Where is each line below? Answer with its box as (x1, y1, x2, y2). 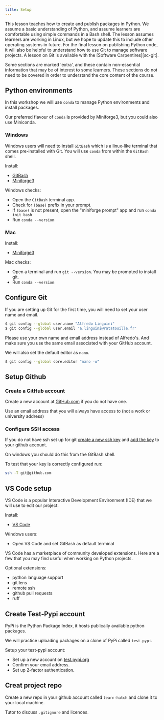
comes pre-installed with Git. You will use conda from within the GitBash (5, 148, 149, 154)
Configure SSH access (5, 426, 60, 433)
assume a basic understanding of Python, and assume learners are (5, 26, 141, 32)
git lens (12, 580, 27, 586)
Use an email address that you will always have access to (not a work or (5, 408, 151, 414)
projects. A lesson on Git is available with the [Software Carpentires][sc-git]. (5, 52, 159, 58)
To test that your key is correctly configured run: (5, 461, 103, 467)
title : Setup (5, 7, 32, 12)
